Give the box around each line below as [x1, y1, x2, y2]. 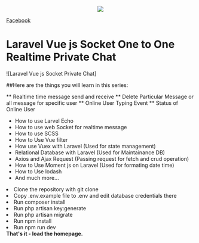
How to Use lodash [14, 167, 62, 175]
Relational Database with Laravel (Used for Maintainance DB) [14, 149, 166, 156]
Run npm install [14, 217, 52, 225]
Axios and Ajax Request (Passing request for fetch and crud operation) [14, 155, 189, 162]
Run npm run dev [14, 223, 56, 230]
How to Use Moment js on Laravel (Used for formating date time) [14, 161, 174, 169]
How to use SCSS [14, 130, 59, 137]
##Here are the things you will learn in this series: [6, 81, 128, 89]
